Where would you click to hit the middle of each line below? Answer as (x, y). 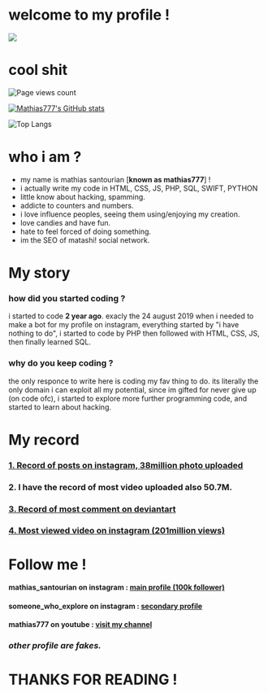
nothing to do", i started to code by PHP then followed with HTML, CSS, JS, (134, 333)
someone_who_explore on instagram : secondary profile (106, 606)
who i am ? (45, 157)
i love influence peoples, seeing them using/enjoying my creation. (130, 214)
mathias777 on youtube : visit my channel (80, 625)
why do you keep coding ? (61, 363)
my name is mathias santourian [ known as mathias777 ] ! (115, 179)
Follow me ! (48, 564)
